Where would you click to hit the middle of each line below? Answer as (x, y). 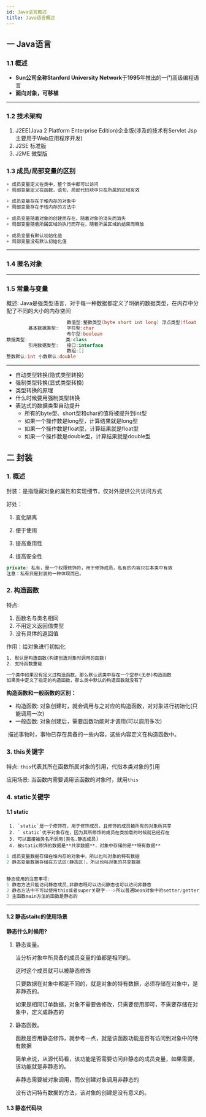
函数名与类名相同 (37, 618)
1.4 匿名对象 (24, 264)
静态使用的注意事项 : (29, 879)
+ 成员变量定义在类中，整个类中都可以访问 (53, 184)
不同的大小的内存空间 (44, 311)
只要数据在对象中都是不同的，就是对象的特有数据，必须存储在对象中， (104, 983)
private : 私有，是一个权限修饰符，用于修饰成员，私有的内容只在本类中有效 (90, 568)
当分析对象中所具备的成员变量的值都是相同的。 (74, 957)
